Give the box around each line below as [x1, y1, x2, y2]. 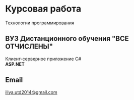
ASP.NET [5, 61, 25, 67]
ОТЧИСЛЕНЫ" [5, 42, 53, 51]
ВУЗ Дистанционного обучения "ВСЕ [5, 34, 129, 43]
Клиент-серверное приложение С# [5, 56, 82, 62]
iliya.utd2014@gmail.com [5, 89, 57, 95]
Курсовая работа [5, 3, 82, 15]
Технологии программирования [5, 20, 75, 26]
